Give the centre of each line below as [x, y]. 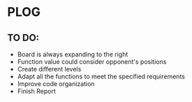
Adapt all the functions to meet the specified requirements [101, 76]
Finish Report [36, 91]
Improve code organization [56, 84]
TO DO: [23, 38]
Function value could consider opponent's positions [92, 62]
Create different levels [49, 69]
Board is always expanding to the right [73, 54]
